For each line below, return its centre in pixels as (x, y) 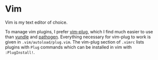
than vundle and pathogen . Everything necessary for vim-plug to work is (78, 37)
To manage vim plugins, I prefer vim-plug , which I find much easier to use (79, 31)
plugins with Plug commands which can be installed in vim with (68, 47)
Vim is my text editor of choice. (36, 22)
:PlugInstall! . (20, 52)
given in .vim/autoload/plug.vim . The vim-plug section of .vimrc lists (75, 42)
